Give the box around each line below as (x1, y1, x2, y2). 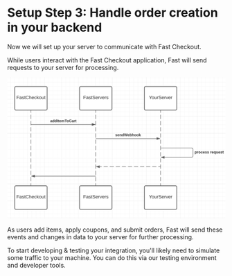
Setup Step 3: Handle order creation (7, 5, 218, 21)
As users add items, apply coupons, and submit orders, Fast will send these (7, 225, 223, 234)
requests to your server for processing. (7, 63, 119, 71)
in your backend (7, 19, 102, 35)
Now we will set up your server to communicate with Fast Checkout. (7, 42, 202, 51)
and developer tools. (7, 261, 66, 270)
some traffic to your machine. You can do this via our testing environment (7, 254, 217, 262)
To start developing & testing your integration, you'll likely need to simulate (7, 246, 220, 255)
